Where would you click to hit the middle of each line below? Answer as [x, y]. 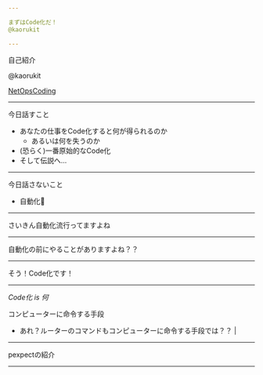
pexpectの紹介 [32, 355]
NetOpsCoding [32, 90]
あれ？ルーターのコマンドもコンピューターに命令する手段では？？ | [128, 330]
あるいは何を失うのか [65, 140]
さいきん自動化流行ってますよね [59, 225]
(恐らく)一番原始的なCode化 [65, 151]
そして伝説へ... [43, 160]
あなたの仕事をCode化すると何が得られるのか [94, 131]
